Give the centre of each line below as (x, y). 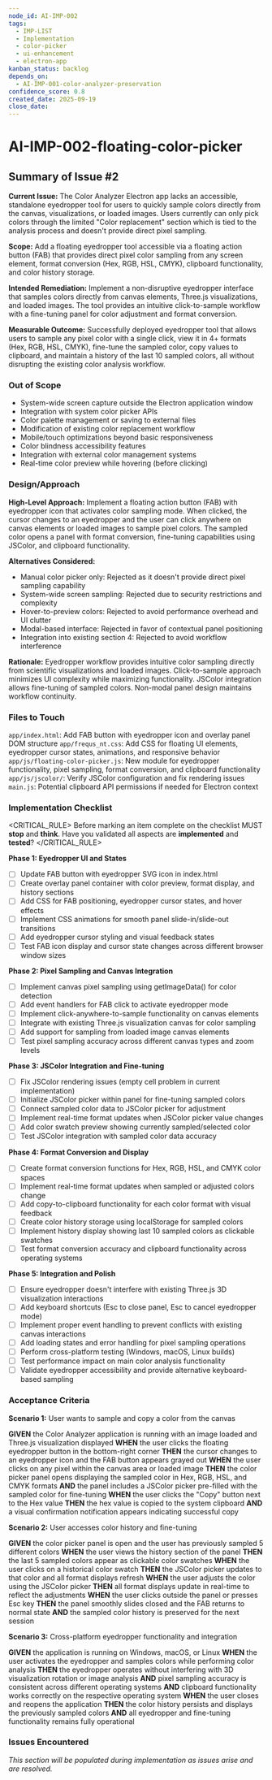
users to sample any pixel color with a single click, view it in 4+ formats (127, 339)
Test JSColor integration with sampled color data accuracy (118, 1136)
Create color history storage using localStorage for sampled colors (132, 1221)
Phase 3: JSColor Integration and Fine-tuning (86, 1066)
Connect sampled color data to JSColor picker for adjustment (123, 1109)
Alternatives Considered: (52, 561)
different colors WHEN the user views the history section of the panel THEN (136, 1552)
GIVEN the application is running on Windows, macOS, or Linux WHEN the (133, 1652)
